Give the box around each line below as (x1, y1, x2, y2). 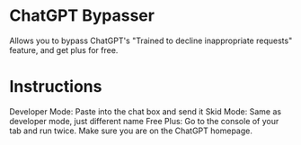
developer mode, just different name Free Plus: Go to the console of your (9, 115, 279, 126)
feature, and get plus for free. (9, 44, 119, 55)
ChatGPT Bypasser (9, 5, 155, 26)
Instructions (9, 77, 102, 97)
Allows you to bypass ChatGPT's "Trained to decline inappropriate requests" (9, 35, 293, 46)
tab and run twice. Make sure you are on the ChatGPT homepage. (9, 125, 253, 136)
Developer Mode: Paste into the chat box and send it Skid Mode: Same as (9, 105, 281, 117)
